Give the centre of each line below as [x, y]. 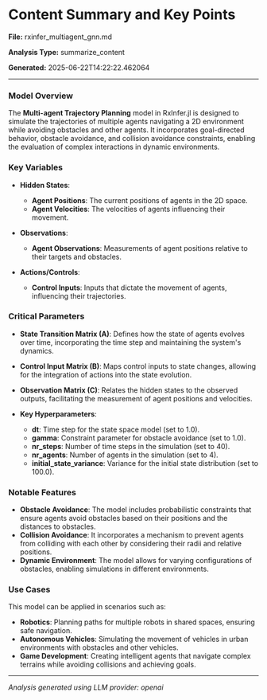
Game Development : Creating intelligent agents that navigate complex [135, 656]
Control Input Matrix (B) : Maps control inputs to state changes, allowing [138, 366]
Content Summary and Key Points [122, 15]
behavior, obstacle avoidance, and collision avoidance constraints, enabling [132, 139]
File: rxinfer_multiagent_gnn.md [60, 37]
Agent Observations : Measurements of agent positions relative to [139, 248]
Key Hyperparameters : [58, 414]
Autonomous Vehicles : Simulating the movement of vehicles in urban [134, 639]
